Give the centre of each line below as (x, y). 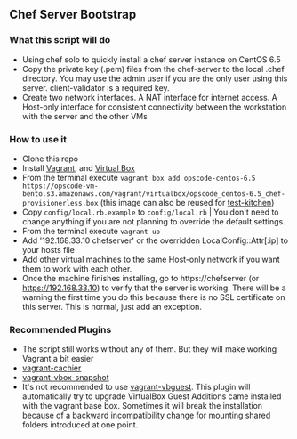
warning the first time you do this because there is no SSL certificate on (153, 297)
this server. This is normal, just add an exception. (112, 306)
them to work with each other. (77, 268)
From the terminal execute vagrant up (91, 231)
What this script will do (60, 40)
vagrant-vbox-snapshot (65, 378)
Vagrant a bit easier (58, 359)
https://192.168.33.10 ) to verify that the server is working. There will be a (154, 288)
